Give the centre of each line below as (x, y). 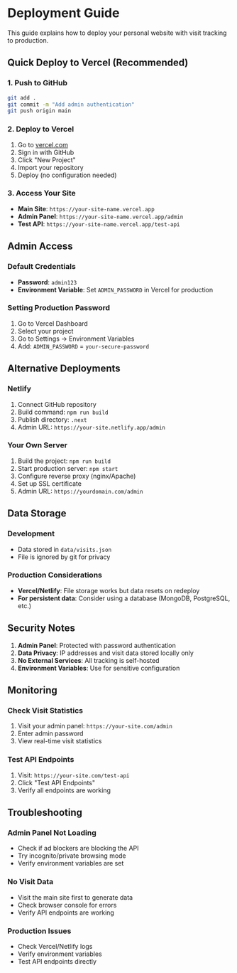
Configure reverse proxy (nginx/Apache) (77, 476)
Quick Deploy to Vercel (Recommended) (98, 63)
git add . (22, 97)
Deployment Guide (64, 13)
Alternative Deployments (64, 369)
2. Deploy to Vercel (41, 129)
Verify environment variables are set (71, 863)
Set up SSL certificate (49, 483)
